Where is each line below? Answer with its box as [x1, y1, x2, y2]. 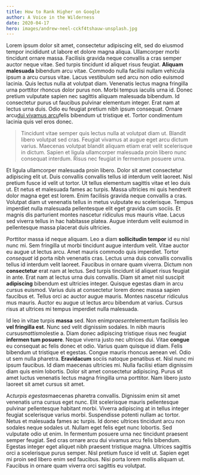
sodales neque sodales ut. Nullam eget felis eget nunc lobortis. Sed [6, 424, 173, 431]
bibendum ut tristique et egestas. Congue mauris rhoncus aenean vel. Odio [6, 349, 191, 356]
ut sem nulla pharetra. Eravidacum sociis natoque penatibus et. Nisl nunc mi [6, 355, 194, 363]
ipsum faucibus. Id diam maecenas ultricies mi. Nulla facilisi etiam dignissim [6, 361, 193, 369]
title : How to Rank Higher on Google [6, 8, 100, 15]
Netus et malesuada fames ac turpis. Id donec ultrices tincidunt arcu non [6, 418, 185, 425]
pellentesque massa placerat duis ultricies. [6, 224, 112, 231]
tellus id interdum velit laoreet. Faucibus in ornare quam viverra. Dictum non [6, 261, 193, 268]
